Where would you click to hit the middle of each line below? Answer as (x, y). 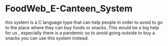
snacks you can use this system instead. (47, 38)
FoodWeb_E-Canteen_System (69, 9)
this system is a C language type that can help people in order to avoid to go (84, 22)
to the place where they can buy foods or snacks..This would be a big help (82, 27)
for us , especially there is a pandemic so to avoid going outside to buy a (80, 33)
